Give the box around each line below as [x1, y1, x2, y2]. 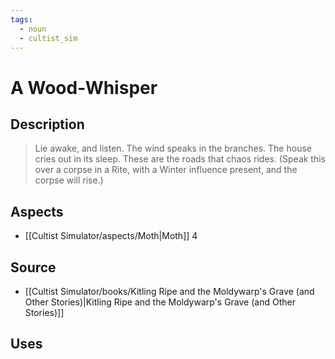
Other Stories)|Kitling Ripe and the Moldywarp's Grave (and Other [24, 296, 296, 308]
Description [10, 116, 85, 133]
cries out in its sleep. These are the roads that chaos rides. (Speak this [34, 153, 327, 165]
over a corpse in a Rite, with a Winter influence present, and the [34, 164, 298, 176]
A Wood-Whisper [10, 76, 158, 99]
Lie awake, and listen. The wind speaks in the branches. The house [34, 142, 312, 155]
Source [10, 259, 57, 276]
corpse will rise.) [34, 174, 104, 186]
